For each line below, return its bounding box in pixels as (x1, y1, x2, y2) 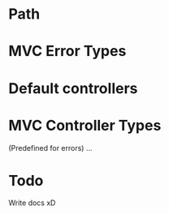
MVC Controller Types (8, 116, 162, 135)
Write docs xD (8, 198, 56, 208)
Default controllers (8, 79, 138, 97)
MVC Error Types (8, 42, 127, 61)
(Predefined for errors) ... (8, 143, 93, 152)
